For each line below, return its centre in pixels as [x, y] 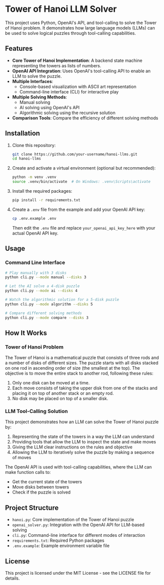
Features [19, 48]
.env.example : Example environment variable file [61, 546]
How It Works [26, 333]
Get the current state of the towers [47, 482]
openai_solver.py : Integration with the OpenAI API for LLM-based [78, 525]
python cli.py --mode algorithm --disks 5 [49, 304]
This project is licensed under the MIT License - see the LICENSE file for [78, 573]
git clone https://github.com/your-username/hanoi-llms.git [75, 154]
